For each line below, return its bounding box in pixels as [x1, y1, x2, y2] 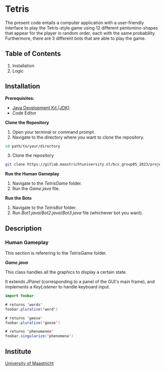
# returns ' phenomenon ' [5, 329, 54, 334]
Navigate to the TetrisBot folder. [12, 205, 77, 211]
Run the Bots [5, 195, 32, 201]
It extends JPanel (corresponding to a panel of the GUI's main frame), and [5, 279, 155, 285]
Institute [5, 347, 31, 356]
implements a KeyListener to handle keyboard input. [5, 284, 110, 289]
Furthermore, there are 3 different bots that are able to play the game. [5, 35, 146, 41]
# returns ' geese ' [5, 315, 43, 320]
